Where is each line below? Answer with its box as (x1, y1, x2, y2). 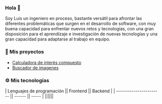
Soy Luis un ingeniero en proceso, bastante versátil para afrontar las (5, 16, 142, 21)
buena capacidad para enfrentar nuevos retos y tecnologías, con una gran (5, 26, 154, 32)
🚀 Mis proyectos (5, 48, 44, 55)
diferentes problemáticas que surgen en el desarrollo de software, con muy (5, 21, 156, 26)
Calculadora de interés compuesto (12, 60, 82, 65)
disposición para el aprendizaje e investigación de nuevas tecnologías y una (5, 31, 158, 37)
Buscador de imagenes (12, 64, 59, 70)
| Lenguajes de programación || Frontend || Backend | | (5, 88, 115, 94)
